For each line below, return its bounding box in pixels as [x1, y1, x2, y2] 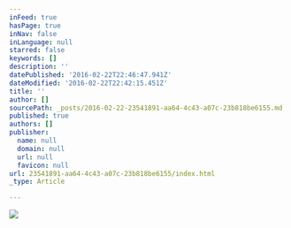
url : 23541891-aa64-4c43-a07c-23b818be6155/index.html [9, 169, 216, 178]
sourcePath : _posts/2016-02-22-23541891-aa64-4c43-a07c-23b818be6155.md [9, 103, 283, 112]
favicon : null [17, 161, 69, 170]
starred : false [9, 46, 65, 55]
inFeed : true [9, 12, 57, 22]
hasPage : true [9, 21, 62, 30]
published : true [9, 111, 69, 120]
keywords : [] [9, 54, 57, 63]
